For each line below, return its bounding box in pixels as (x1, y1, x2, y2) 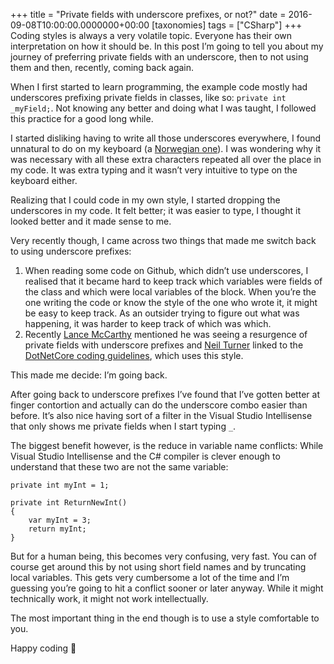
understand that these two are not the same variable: (10, 461, 229, 473)
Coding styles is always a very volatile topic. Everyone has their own (10, 30, 293, 41)
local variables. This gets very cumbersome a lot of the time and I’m (10, 572, 290, 583)
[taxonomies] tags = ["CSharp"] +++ (151, 19, 303, 31)
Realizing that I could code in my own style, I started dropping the (10, 194, 281, 206)
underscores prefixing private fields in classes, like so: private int (10, 92, 287, 103)
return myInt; (28, 524, 87, 534)
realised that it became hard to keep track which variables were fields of (24, 275, 323, 287)
